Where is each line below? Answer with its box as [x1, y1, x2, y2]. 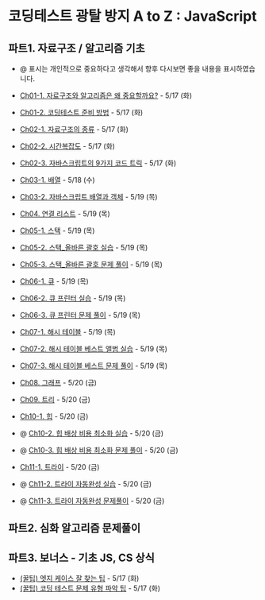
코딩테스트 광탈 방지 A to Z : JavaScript [8, 7, 257, 25]
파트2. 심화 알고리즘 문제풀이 [8, 521, 141, 535]
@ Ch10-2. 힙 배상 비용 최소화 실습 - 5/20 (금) [19, 428, 164, 438]
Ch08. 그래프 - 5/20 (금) [19, 378, 98, 387]
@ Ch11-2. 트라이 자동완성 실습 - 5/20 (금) [19, 479, 152, 489]
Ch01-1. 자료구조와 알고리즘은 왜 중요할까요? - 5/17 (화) [19, 91, 193, 100]
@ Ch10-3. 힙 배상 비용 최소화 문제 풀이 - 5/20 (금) [19, 446, 179, 455]
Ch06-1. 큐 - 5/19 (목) [19, 277, 89, 286]
